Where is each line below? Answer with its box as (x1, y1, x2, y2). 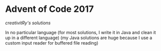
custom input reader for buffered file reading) (5, 40, 99, 46)
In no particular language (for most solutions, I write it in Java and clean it (5, 29, 156, 35)
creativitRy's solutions (5, 20, 51, 26)
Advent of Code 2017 (5, 3, 94, 15)
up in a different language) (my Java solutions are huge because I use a (5, 35, 153, 41)
